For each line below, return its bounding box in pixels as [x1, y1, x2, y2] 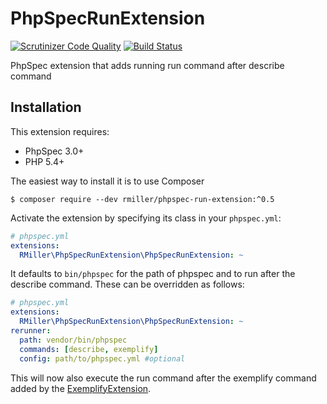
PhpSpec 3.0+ [24, 145, 85, 157]
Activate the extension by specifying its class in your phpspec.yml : [10, 212, 282, 224]
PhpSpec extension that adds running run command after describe [10, 59, 285, 71]
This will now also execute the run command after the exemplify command [10, 372, 317, 384]
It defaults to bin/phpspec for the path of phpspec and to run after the [10, 268, 296, 280]
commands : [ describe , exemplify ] [19, 344, 159, 354]
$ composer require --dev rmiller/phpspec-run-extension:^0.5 [10, 194, 275, 204]
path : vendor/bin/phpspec [19, 335, 128, 345]
